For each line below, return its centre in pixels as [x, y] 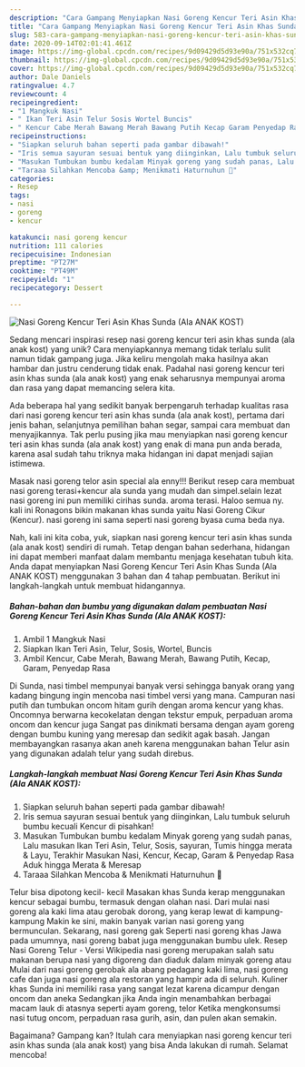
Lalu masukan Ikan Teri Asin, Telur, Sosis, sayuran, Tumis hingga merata [157, 845]
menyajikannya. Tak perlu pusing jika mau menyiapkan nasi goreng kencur [148, 434]
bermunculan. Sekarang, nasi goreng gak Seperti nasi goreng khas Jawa [145, 931]
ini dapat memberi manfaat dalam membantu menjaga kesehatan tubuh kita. [152, 557]
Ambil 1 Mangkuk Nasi [64, 639]
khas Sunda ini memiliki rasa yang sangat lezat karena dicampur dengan [144, 989]
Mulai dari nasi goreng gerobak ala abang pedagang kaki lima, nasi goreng [149, 969]
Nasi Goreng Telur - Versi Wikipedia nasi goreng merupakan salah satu [142, 950]
